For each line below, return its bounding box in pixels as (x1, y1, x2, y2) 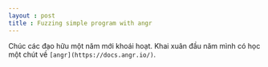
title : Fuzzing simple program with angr (8, 19, 152, 27)
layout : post (8, 11, 56, 20)
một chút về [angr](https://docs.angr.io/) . (8, 49, 156, 59)
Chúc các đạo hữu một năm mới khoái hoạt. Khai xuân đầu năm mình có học (8, 41, 261, 50)
